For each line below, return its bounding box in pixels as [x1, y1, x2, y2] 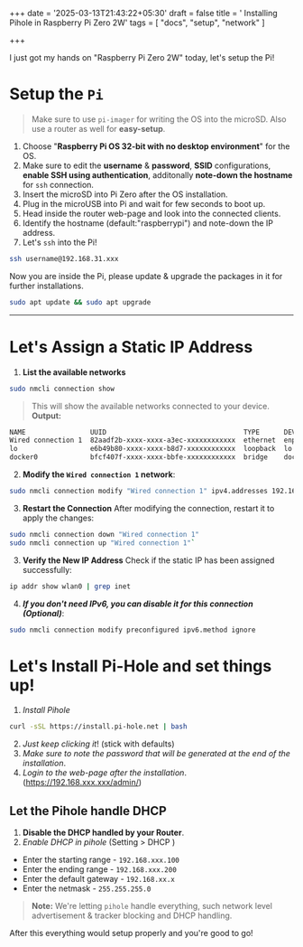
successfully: [22, 564, 72, 575]
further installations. [9, 280, 84, 291]
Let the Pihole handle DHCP [9, 803, 167, 819]
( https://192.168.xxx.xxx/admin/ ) [22, 777, 142, 788]
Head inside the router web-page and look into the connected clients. [22, 208, 281, 219]
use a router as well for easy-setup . [31, 123, 166, 134]
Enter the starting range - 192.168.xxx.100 [22, 854, 180, 865]
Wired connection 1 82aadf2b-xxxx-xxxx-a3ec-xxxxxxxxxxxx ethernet [9, 436, 277, 445]
